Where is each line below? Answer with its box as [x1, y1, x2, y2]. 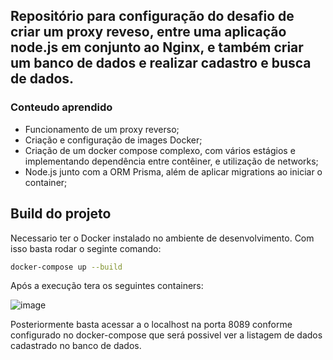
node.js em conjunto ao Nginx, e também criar [10, 39, 304, 56]
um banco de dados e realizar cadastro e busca [10, 55, 312, 72]
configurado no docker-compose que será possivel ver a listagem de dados [10, 329, 323, 341]
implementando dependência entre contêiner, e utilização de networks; [24, 155, 319, 167]
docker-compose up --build [10, 262, 123, 272]
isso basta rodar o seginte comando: [10, 242, 162, 254]
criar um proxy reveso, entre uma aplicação [10, 24, 287, 41]
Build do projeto [10, 205, 112, 223]
